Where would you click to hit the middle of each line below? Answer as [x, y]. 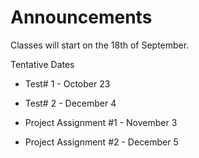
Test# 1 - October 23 [67, 83]
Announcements [81, 17]
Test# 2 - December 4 [70, 103]
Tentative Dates [42, 64]
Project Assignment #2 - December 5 [101, 142]
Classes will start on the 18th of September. [100, 45]
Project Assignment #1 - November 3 [101, 122]
